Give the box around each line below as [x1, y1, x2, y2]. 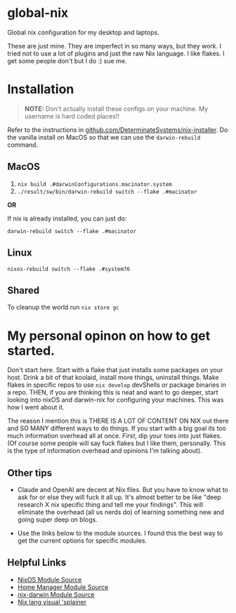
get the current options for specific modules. [17, 536, 147, 545]
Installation [7, 81, 74, 98]
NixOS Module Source [17, 575, 82, 584]
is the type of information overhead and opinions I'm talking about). [7, 447, 202, 455]
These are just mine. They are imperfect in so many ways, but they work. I [7, 41, 222, 50]
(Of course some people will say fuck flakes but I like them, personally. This [7, 439, 226, 447]
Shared [7, 284, 40, 296]
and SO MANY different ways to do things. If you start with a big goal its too [7, 424, 227, 433]
